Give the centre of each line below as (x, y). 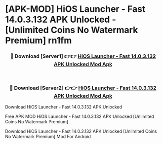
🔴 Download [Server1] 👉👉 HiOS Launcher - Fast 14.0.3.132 (83, 56)
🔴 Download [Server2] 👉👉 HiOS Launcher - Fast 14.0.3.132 (83, 88)
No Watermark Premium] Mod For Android (48, 136)
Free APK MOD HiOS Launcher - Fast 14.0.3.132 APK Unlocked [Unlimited (80, 116)
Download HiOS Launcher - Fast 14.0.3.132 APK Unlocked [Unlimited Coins (81, 131)
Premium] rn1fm (39, 41)
